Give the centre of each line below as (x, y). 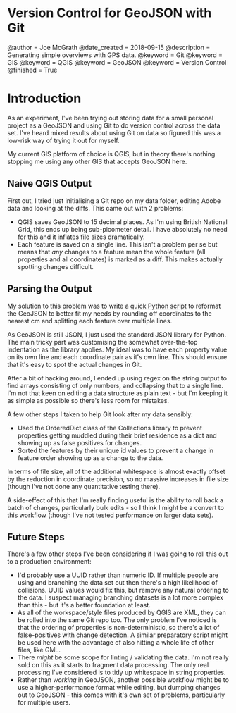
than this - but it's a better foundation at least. (84, 605)
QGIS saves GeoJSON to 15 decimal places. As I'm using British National (122, 222)
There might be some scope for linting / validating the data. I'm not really (123, 657)
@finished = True (32, 70)
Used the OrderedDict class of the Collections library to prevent (110, 428)
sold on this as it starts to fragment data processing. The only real (113, 665)
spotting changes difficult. (55, 266)
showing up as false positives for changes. (80, 442)
